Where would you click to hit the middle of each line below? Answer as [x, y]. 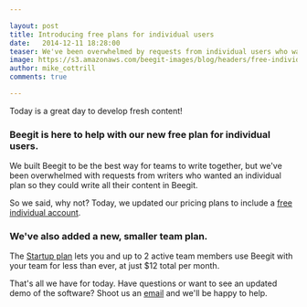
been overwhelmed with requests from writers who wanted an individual [145, 175]
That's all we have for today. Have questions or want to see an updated [143, 283]
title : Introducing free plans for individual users [112, 34]
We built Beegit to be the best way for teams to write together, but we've [146, 166]
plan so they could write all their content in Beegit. [104, 185]
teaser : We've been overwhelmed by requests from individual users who [148, 51]
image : [22, 60]
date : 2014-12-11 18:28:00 [65, 43]
